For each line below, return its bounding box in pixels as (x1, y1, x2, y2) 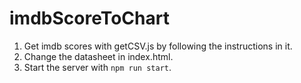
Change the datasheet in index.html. (23, 50, 174, 62)
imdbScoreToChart (9, 7, 170, 30)
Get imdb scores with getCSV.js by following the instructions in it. (23, 40, 293, 52)
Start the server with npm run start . (23, 61, 172, 73)
